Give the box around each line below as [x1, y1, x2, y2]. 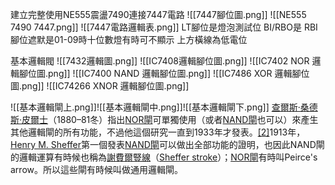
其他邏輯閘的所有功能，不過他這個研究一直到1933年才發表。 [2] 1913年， [10, 126, 306, 138]
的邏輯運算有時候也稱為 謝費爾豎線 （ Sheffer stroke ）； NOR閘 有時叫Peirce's [10, 151, 318, 163]
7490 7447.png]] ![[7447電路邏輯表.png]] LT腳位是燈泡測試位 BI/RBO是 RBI [10, 21, 318, 33]
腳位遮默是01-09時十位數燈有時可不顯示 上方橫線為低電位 [10, 34, 248, 45]
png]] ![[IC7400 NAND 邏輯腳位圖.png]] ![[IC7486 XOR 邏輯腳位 [48, 68, 310, 79]
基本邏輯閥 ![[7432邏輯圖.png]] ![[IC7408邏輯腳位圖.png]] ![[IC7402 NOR [10, 55, 310, 67]
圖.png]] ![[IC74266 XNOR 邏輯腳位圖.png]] [10, 80, 190, 92]
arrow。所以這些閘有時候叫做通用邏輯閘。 [10, 164, 183, 175]
